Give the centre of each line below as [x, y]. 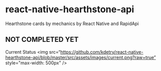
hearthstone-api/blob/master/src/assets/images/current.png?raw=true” [80, 57]
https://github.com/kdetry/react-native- [102, 52]
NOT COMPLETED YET [42, 40]
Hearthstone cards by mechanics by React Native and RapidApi [72, 23]
